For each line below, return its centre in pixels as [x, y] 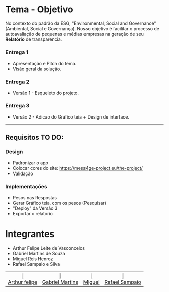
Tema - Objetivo [39, 9]
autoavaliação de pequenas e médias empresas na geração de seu [75, 34]
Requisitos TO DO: [34, 137]
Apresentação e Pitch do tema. [45, 64]
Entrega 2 [17, 82]
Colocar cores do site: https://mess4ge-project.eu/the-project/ [78, 168]
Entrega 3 [17, 106]
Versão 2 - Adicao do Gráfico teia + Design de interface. [71, 116]
